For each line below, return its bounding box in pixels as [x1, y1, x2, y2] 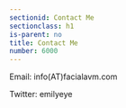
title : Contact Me [9, 38, 78, 48]
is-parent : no [9, 30, 63, 39]
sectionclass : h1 [9, 22, 75, 31]
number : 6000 [9, 47, 58, 56]
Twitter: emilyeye [9, 89, 73, 100]
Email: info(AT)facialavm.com [9, 71, 118, 82]
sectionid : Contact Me [9, 13, 94, 22]
